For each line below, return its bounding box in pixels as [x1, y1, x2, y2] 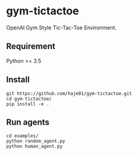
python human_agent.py [6, 144, 63, 150]
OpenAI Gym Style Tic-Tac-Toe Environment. [6, 24, 117, 31]
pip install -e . [6, 101, 50, 107]
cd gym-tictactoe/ [6, 96, 52, 102]
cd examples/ [6, 133, 39, 139]
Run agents [6, 117, 50, 127]
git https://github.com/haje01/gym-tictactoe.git [6, 90, 133, 96]
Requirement [6, 41, 56, 51]
